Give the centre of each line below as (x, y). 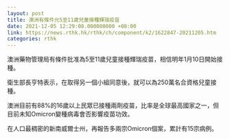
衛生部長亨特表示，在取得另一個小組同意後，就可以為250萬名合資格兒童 (109, 82)
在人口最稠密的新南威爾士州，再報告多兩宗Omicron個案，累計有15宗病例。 (113, 129)
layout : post (26, 13)
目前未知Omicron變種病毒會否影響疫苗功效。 (70, 114)
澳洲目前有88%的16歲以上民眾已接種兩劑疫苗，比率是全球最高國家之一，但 (113, 105)
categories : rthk (32, 39)
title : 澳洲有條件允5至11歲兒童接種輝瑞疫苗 (64, 20)
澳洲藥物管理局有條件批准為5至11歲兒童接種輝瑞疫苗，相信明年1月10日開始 (112, 60)
